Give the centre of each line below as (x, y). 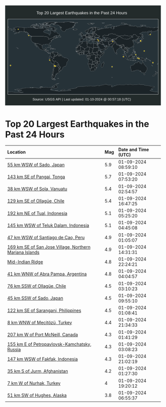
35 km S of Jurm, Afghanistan (38, 371)
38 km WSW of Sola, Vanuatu (37, 189)
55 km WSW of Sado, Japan (36, 164)
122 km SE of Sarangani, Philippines (44, 310)
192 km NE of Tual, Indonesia (37, 213)
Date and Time (134, 150)
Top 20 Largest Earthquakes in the (77, 124)
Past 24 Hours (35, 134)
